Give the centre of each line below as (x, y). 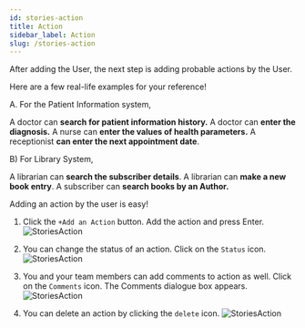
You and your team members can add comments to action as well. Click (157, 277)
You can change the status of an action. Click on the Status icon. (144, 249)
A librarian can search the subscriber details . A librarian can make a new (148, 177)
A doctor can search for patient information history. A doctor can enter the (152, 122)
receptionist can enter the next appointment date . (105, 141)
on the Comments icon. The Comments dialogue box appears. (135, 286)
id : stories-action (46, 18)
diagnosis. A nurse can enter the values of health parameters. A (133, 132)
